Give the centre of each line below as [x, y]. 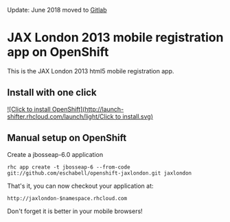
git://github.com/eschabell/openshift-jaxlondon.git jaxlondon [100, 173]
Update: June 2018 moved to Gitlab [57, 10]
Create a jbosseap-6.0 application [55, 154]
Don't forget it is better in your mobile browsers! [75, 211]
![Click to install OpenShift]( [46, 109]
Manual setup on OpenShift [67, 138]
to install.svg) [134, 116]
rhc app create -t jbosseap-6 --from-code [69, 167]
